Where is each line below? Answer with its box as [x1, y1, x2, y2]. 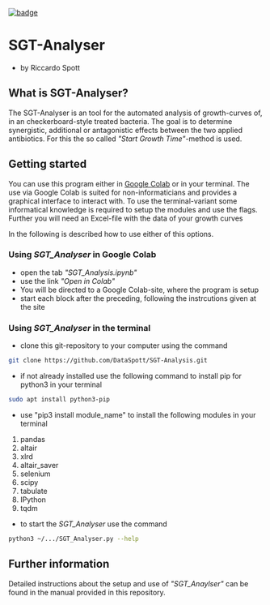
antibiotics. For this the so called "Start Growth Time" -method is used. [8, 134, 243, 144]
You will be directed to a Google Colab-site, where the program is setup [19, 285, 259, 294]
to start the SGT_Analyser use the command [19, 519, 167, 529]
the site [19, 302, 46, 311]
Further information [8, 557, 110, 571]
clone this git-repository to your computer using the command [19, 341, 228, 350]
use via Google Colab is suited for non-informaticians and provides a [8, 187, 237, 197]
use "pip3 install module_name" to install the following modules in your [19, 410, 256, 419]
